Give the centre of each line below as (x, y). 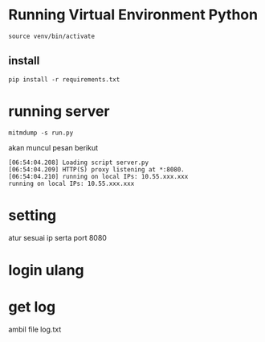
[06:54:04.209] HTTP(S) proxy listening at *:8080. (96, 169)
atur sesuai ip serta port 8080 (57, 237)
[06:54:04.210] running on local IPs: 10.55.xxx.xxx (98, 176)
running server (59, 111)
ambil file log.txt (35, 329)
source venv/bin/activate (51, 36)
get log (32, 307)
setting (33, 215)
